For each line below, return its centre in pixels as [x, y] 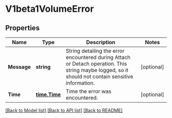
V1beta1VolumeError [50, 9]
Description [101, 42]
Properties [23, 28]
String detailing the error [95, 51]
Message [19, 67]
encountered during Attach [98, 57]
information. [80, 83]
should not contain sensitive [100, 76]
